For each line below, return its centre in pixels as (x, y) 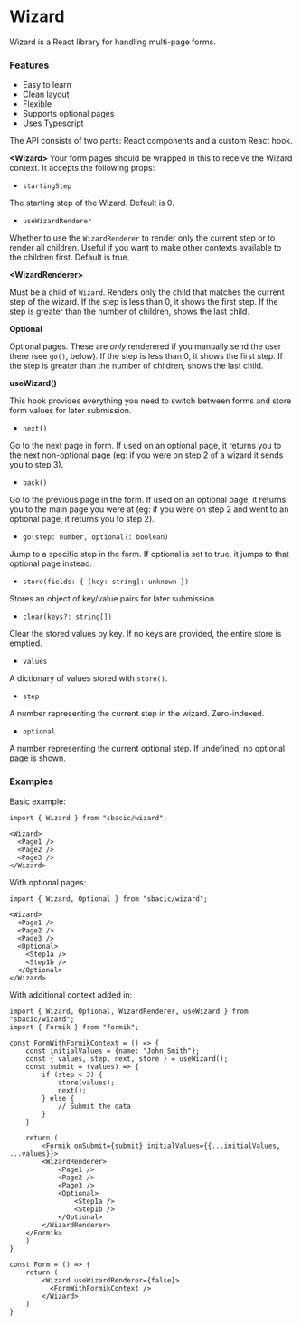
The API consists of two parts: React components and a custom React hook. (151, 141)
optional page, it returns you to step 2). (82, 519)
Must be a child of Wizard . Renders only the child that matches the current (147, 292)
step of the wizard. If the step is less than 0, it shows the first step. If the (144, 302)
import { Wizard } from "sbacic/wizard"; (89, 818)
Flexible (37, 104)
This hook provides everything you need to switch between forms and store (150, 401)
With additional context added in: (71, 994)
